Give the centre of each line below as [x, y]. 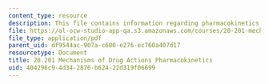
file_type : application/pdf [55, 38]
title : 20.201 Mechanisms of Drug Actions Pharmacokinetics [111, 61]
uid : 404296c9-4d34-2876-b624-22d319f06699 [82, 68]
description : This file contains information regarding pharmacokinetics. [136, 23]
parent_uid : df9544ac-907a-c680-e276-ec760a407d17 [94, 46]
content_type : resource [48, 16]
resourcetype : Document [48, 53]
